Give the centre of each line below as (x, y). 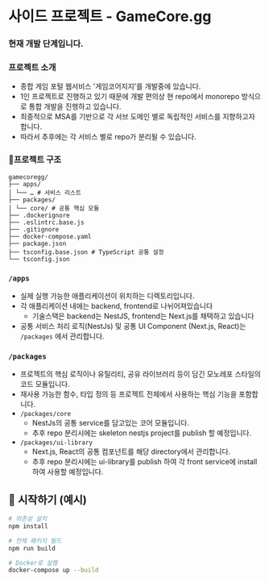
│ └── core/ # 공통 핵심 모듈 (54, 208)
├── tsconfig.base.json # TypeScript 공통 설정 (86, 252)
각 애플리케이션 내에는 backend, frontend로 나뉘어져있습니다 (116, 306)
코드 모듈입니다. (45, 385)
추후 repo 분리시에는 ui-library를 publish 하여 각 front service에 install (145, 462)
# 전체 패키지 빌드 (35, 541)
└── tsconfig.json (39, 259)
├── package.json (37, 243)
